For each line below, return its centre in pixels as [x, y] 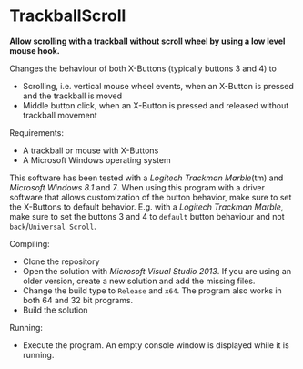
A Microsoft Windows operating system [96, 159]
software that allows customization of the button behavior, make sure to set [151, 197]
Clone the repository [61, 261]
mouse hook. [35, 50]
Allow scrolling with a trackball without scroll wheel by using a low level [147, 41]
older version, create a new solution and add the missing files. [139, 281]
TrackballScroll [68, 16]
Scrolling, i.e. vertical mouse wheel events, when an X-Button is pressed [158, 86]
